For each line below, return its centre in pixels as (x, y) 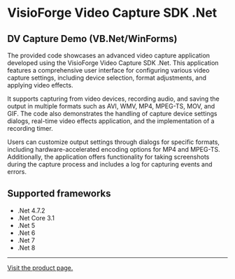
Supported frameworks (59, 194)
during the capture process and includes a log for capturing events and (110, 164)
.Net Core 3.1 (36, 217)
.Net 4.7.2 (31, 210)
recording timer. (30, 128)
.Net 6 (26, 233)
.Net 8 (26, 248)
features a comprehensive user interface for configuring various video (108, 70)
